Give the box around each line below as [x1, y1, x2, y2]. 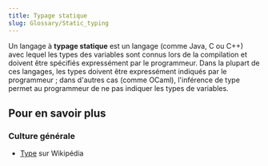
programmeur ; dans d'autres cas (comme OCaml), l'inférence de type [8, 75, 240, 85]
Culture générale [8, 130, 76, 141]
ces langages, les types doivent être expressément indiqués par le [8, 66, 227, 76]
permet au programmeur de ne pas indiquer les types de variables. [8, 83, 230, 93]
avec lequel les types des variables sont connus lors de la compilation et [8, 49, 248, 59]
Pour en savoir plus [8, 106, 106, 120]
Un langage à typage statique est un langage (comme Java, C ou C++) [8, 41, 244, 50]
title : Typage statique [8, 11, 88, 20]
